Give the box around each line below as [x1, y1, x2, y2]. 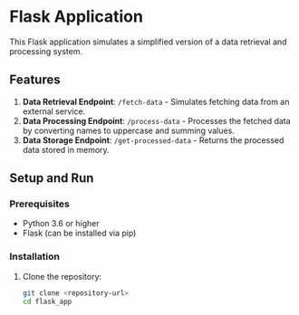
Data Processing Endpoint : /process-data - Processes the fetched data [22, 115, 292, 126]
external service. [22, 106, 86, 117]
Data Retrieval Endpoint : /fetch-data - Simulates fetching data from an [22, 96, 290, 107]
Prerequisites [9, 197, 70, 210]
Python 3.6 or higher [22, 218, 100, 229]
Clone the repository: [22, 271, 102, 282]
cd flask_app [22, 297, 72, 306]
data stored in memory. [22, 144, 111, 155]
